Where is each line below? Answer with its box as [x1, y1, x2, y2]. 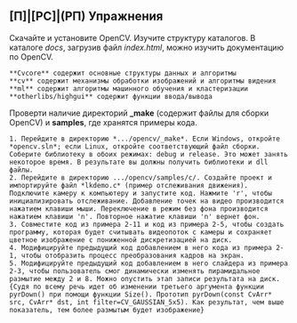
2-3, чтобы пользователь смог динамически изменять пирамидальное [9, 266, 261, 276]
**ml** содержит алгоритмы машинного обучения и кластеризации [9, 84, 249, 93]
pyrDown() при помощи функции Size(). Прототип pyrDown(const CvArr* [9, 290, 273, 299]
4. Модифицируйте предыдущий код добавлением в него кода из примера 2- [9, 243, 285, 252]
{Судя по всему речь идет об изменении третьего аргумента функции [9, 282, 265, 291]
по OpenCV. [9, 51, 53, 62]
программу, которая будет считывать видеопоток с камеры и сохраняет [9, 228, 273, 237]
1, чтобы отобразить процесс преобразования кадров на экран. [9, 251, 245, 260]
